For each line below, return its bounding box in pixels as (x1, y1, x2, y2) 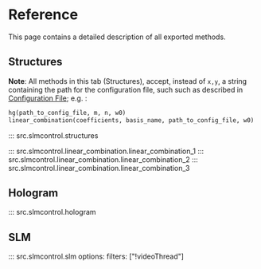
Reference (8, 6, 78, 24)
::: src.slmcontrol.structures (8, 130, 99, 140)
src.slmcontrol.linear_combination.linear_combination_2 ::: (8, 154, 199, 164)
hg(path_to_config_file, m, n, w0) (8, 109, 127, 117)
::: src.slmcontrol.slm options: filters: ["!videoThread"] (8, 251, 185, 261)
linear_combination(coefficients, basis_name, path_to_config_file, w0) (8, 116, 255, 125)
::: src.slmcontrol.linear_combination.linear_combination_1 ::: (8, 146, 205, 156)
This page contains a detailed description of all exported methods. (8, 32, 226, 42)
